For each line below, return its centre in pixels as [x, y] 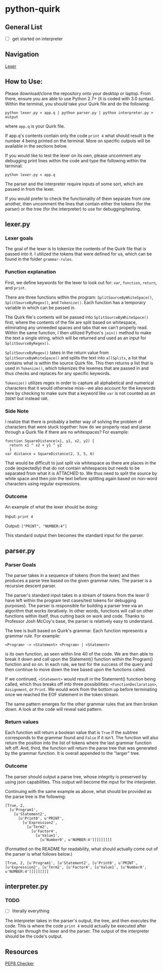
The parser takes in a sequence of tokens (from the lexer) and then [72, 575]
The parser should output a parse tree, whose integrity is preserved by [76, 776]
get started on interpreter [37, 39]
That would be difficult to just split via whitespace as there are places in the [81, 463]
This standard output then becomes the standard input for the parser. [75, 535]
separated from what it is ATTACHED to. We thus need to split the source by [81, 473]
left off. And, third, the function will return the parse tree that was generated [81, 748]
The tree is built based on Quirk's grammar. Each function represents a [76, 630]
